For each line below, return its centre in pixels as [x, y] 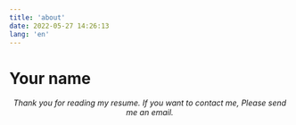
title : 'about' [37, 17]
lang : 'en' [29, 34]
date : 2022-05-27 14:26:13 [59, 26]
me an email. [150, 112]
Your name [50, 78]
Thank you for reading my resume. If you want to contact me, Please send [150, 103]
